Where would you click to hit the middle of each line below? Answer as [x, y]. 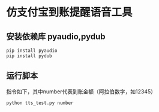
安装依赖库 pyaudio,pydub [56, 36]
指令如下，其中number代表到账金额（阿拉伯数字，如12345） [81, 92]
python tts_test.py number [40, 103]
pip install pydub [29, 56]
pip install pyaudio [32, 51]
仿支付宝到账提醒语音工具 [70, 12]
